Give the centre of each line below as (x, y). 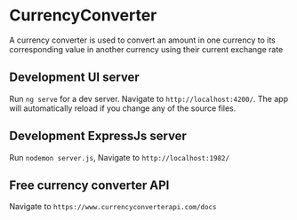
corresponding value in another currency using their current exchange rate (146, 49)
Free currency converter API (89, 185)
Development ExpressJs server (98, 136)
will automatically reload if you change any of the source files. (123, 108)
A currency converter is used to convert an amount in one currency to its (142, 40)
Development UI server (74, 78)
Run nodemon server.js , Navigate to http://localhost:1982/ (119, 157)
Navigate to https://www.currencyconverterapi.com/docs (113, 207)
